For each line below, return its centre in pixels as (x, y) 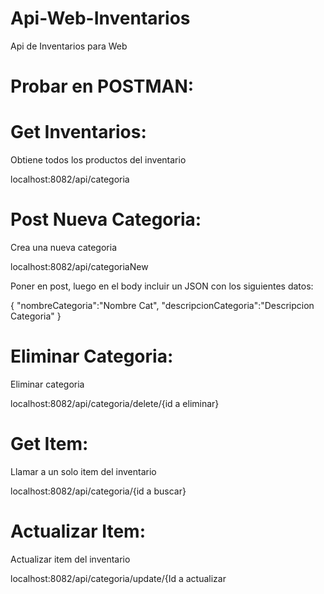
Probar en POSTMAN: (102, 86)
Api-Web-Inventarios (100, 18)
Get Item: (49, 444)
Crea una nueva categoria (63, 247)
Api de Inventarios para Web (69, 46)
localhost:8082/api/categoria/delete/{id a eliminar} (115, 403)
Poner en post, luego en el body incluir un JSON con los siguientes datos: (162, 286)
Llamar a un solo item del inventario (83, 471)
